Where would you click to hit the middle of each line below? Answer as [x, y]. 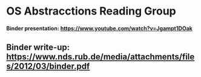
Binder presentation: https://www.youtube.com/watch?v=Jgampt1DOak [99, 28]
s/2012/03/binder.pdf [48, 66]
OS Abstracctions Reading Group [91, 11]
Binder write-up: [38, 48]
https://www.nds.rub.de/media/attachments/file [100, 57]
